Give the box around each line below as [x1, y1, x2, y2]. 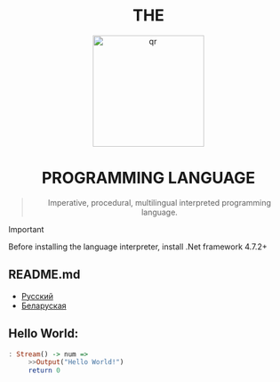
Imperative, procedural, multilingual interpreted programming [47, 197, 272, 207]
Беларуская [20, 300, 68, 311]
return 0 [28, 366, 61, 375]
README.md [8, 267, 81, 282]
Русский [20, 290, 54, 301]
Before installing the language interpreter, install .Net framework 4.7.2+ [8, 241, 268, 252]
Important [8, 224, 44, 234]
